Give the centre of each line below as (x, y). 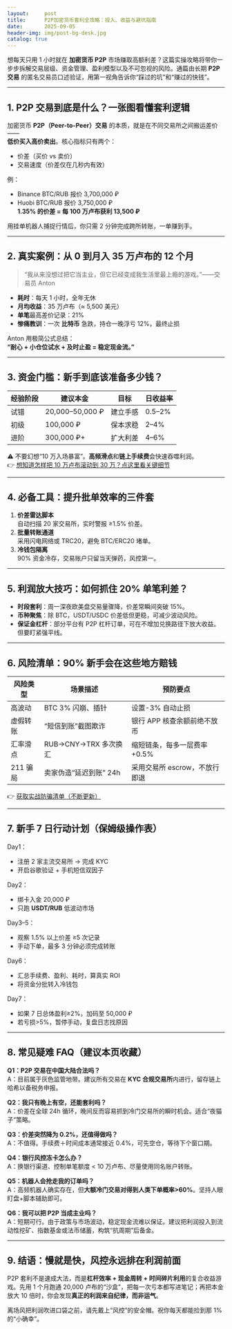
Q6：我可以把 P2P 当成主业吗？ (52, 1213)
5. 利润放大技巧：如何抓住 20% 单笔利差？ (98, 588)
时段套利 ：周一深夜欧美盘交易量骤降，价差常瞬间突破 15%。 (103, 607)
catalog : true (28, 39)
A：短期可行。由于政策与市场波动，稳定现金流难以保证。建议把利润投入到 (112, 1221)
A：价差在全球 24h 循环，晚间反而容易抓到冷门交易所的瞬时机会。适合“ (109, 1111)
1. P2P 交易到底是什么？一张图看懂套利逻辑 (98, 107)
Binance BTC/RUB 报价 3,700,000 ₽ (68, 194)
